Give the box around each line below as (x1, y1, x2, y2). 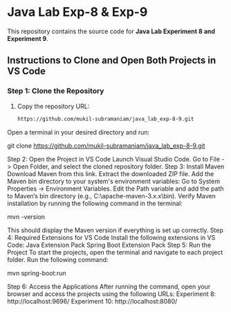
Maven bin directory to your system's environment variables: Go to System (7, 177, 220, 185)
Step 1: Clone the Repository (7, 86, 104, 96)
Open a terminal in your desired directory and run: (7, 128, 150, 136)
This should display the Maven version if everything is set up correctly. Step (7, 226, 223, 234)
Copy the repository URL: (17, 102, 90, 110)
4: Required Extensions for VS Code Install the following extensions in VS (7, 233, 216, 241)
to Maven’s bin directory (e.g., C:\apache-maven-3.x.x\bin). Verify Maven (7, 191, 216, 200)
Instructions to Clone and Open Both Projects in (7, 55, 216, 67)
